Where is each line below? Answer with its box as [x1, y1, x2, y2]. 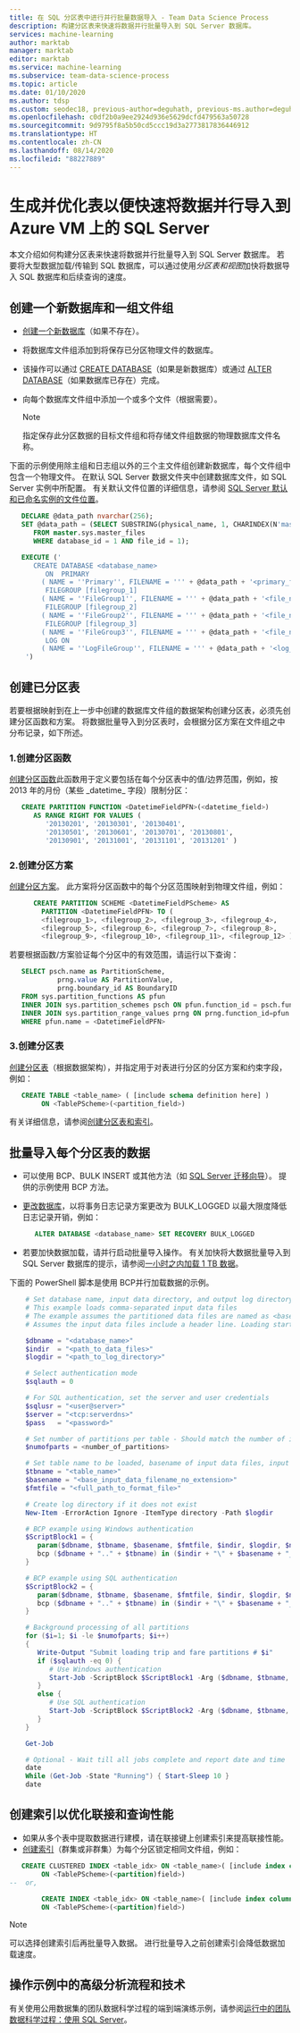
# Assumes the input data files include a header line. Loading [25, 1320, 270, 1329]
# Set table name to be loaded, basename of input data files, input [25, 1459, 290, 1468]
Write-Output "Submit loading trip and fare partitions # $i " [37, 1648, 274, 1657]
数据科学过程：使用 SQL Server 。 [9, 2013, 132, 2025]
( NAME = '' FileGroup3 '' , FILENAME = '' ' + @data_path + [41, 628, 257, 637]
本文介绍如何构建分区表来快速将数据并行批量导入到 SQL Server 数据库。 [9, 249, 275, 260]
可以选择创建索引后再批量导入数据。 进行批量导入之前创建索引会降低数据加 [9, 1937, 286, 1949]
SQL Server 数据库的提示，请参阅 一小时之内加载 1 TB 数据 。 [21, 1258, 244, 1270]
